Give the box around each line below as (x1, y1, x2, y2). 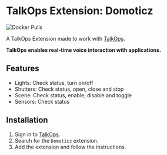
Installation (6, 115, 48, 125)
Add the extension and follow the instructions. (14, 143, 126, 150)
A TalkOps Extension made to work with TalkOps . (6, 35, 125, 42)
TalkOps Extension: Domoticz (6, 4, 153, 18)
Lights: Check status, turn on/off (14, 79, 93, 86)
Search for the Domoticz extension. (14, 137, 99, 144)
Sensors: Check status (14, 98, 70, 105)
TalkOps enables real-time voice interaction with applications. (6, 46, 162, 54)
